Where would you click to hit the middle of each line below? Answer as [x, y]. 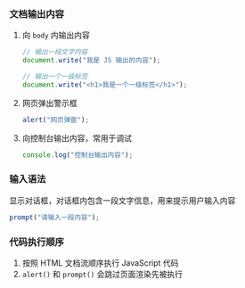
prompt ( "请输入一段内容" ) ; [55, 217]
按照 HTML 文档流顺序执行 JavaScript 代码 [100, 263]
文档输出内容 [37, 13]
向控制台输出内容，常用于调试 [77, 138]
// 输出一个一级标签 [55, 77]
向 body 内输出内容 [56, 35]
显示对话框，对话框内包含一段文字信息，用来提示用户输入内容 [122, 200]
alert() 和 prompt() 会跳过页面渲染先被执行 [102, 275]
